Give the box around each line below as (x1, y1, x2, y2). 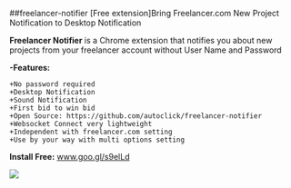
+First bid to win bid (9, 104, 95, 113)
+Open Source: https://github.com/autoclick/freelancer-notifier (9, 112, 262, 121)
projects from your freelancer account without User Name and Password (9, 45, 282, 55)
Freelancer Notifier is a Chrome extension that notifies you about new (9, 35, 273, 45)
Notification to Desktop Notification (9, 17, 142, 28)
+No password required (9, 80, 95, 89)
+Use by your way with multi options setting (9, 135, 185, 144)
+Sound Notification (9, 95, 88, 104)
